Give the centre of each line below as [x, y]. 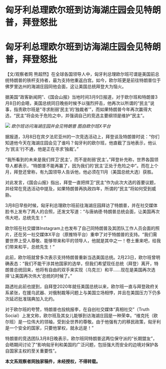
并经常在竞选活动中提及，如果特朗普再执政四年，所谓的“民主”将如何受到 [79, 189]
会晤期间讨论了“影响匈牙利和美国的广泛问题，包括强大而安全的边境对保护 [80, 345]
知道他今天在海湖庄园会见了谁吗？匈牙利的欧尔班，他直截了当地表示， [77, 143]
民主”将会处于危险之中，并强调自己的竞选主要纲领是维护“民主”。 [81, 116]
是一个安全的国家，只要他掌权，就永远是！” [49, 328]
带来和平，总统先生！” [32, 247]
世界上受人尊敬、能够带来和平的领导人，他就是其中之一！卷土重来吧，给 [83, 241]
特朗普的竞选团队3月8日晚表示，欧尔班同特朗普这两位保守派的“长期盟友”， [81, 339]
